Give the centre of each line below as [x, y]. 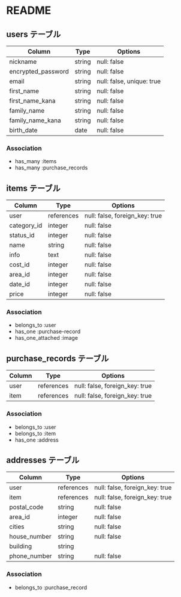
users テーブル [34, 34]
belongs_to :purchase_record [51, 587]
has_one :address [37, 440]
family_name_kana [35, 120]
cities [17, 527]
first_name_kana [32, 101]
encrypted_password [39, 71]
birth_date [23, 130]
